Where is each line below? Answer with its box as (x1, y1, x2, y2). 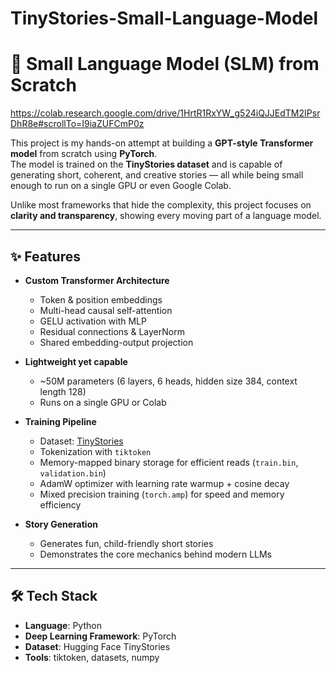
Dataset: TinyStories (39, 435, 124, 447)
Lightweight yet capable (24, 355, 128, 367)
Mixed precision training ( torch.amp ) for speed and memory (39, 488, 285, 500)
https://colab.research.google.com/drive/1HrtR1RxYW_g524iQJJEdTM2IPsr (10, 107, 321, 119)
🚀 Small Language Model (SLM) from (10, 53, 320, 76)
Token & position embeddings (39, 293, 163, 306)
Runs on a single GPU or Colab (39, 396, 167, 408)
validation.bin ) (39, 467, 107, 479)
